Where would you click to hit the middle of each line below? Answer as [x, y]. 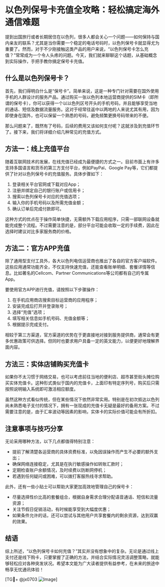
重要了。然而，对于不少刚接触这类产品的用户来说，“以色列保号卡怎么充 [77, 49]
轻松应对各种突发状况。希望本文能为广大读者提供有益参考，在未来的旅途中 [84, 563]
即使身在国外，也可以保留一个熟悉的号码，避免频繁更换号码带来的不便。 [78, 115]
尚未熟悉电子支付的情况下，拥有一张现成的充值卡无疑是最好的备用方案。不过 [82, 406]
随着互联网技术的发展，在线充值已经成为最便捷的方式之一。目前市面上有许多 [82, 162]
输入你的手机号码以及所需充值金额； [49, 202]
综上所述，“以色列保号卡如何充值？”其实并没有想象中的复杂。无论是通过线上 [82, 551]
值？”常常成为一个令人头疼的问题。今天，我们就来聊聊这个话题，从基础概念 [81, 55]
